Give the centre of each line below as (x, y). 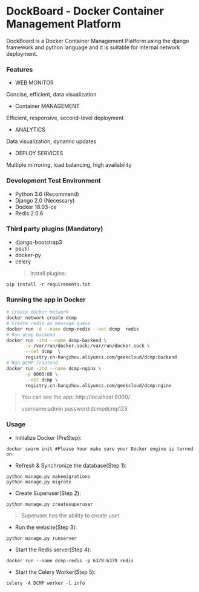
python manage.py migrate (39, 482)
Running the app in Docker (46, 300)
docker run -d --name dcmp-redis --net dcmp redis (73, 329)
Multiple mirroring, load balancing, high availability (69, 165)
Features (20, 69)
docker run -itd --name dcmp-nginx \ (54, 368)
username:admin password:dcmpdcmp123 (74, 409)
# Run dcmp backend (31, 335)
